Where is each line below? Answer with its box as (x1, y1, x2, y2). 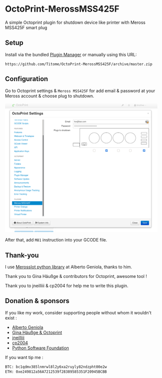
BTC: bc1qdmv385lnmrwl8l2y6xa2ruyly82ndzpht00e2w (5, 364, 107, 369)
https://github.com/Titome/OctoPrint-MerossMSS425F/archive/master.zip (5, 62, 152, 67)
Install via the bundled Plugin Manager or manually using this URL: (5, 52, 137, 57)
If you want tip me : (5, 354, 44, 360)
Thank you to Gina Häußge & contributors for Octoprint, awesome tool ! (5, 274, 147, 279)
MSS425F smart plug (5, 24, 47, 30)
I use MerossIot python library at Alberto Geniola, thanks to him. (5, 264, 132, 270)
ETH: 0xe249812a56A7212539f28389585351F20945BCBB (5, 369, 107, 374)
